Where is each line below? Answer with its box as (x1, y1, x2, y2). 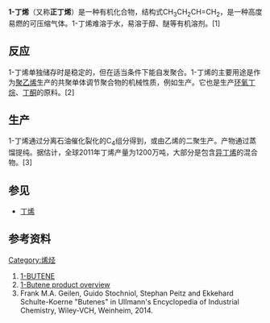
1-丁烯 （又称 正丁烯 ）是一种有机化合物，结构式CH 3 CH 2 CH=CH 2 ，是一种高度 (8, 7, 263, 19)
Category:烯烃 (8, 255, 56, 264)
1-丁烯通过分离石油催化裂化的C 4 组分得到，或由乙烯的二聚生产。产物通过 (8, 136, 250, 147)
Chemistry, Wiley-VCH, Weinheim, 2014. (19, 305, 153, 315)
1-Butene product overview (19, 280, 110, 289)
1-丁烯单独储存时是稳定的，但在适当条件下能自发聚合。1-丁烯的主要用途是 (8, 67, 254, 77)
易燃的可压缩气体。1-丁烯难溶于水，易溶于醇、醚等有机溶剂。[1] (8, 19, 221, 28)
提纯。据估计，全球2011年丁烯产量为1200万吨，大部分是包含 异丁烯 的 (15, 147, 244, 157)
